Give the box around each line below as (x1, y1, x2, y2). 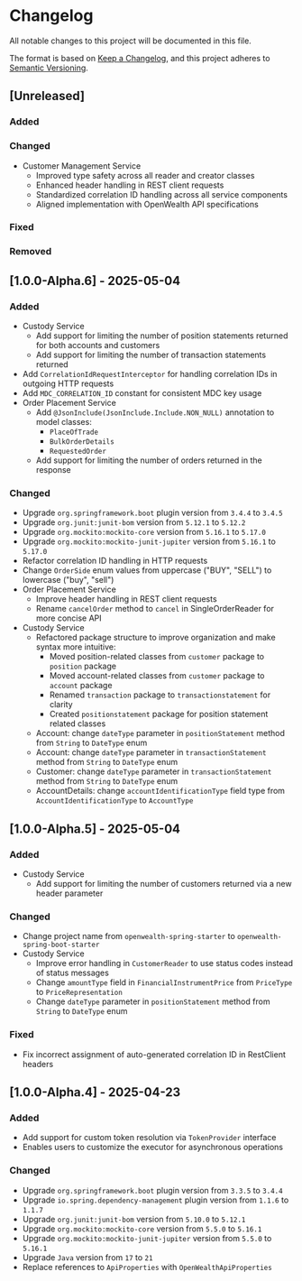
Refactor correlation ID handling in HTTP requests (22, 556, 208, 567)
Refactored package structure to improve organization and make (35, 632, 277, 643)
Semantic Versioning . (9, 62, 88, 73)
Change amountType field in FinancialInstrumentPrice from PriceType (35, 977, 293, 988)
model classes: (35, 417, 92, 428)
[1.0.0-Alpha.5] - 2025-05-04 (9, 821, 181, 836)
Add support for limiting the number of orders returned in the (35, 455, 263, 465)
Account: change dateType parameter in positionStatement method (35, 728, 286, 739)
